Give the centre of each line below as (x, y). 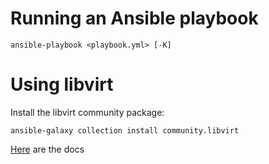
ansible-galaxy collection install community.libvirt (125, 130)
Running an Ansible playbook (134, 18)
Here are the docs (47, 149)
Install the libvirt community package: (87, 112)
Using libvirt (62, 84)
